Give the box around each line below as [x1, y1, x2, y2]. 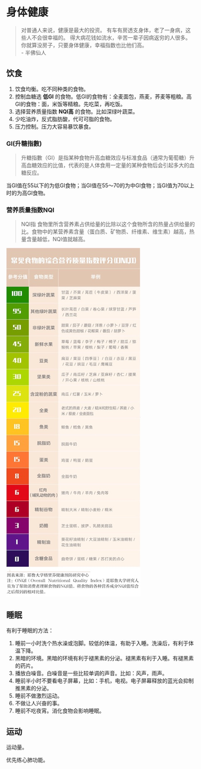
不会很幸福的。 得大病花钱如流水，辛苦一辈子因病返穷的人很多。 [31, 34, 191, 41]
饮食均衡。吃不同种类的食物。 [14, 85, 89, 92]
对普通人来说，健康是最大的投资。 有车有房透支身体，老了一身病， [20, 26, 186, 34]
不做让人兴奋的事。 [14, 700, 63, 707]
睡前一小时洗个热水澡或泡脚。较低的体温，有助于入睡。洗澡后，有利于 [14, 640, 189, 647]
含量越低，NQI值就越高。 [26, 235, 89, 243]
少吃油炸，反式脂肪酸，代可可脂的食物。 [14, 115, 115, 122]
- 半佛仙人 [20, 49, 47, 56]
